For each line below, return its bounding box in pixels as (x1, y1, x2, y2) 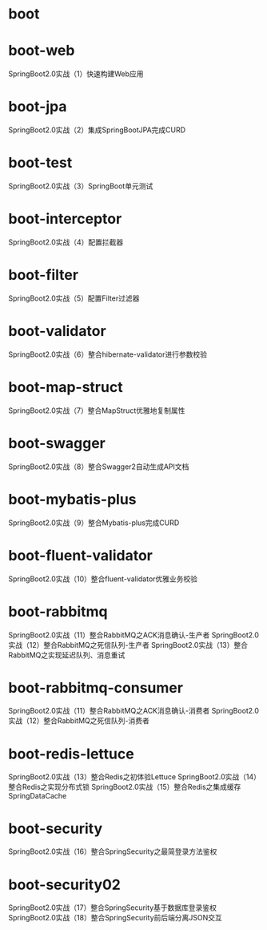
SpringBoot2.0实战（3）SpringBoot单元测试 (8, 181, 153, 191)
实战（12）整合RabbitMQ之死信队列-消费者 (8, 716, 149, 726)
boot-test (8, 154, 73, 172)
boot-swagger (8, 434, 106, 452)
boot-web (8, 42, 75, 60)
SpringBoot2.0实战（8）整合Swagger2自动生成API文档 (8, 462, 189, 471)
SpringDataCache (8, 791, 67, 801)
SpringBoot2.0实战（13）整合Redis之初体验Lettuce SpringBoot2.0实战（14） (8, 772, 257, 782)
